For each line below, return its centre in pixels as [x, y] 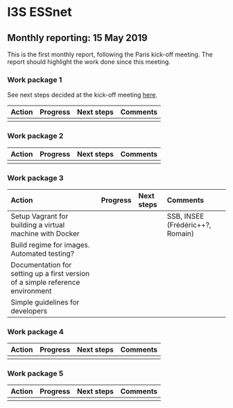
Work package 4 [36, 332]
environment [31, 291]
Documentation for [41, 265]
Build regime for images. [50, 245]
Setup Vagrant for [40, 216]
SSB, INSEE [185, 216]
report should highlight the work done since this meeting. [89, 62]
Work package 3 [35, 178]
